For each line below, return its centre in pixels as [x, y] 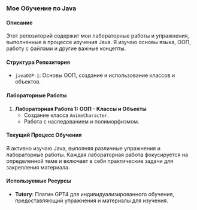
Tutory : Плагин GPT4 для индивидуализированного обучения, [95, 194]
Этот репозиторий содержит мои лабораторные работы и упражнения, [98, 36]
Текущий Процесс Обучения [44, 135]
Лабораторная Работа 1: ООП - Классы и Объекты [81, 109]
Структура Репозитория [38, 62]
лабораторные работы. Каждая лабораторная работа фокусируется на [97, 155]
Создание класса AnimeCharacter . [66, 115]
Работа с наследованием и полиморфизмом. [81, 121]
